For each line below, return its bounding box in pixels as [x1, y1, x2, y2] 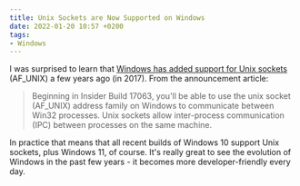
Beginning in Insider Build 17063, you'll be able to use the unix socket [31, 91, 291, 102]
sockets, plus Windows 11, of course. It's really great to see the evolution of [9, 147, 292, 158]
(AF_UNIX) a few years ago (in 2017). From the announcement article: [9, 73, 269, 84]
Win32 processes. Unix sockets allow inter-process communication [31, 110, 285, 121]
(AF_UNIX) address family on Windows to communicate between [31, 101, 275, 112]
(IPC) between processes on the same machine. [31, 120, 212, 131]
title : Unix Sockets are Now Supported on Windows [9, 13, 205, 23]
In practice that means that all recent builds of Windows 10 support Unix [9, 137, 280, 148]
